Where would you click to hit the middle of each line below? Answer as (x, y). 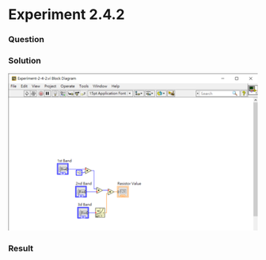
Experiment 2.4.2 (66, 15)
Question (27, 40)
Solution (25, 61)
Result (21, 248)
